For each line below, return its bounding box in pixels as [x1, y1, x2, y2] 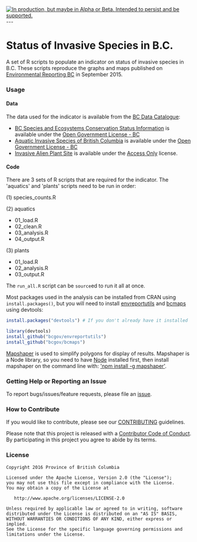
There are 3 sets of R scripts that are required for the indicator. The [6, 176, 169, 183]
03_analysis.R [14, 229, 49, 236]
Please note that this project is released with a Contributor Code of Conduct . [6, 430, 192, 437]
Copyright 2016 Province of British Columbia [6, 464, 119, 470]
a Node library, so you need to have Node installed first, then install [6, 356, 169, 363]
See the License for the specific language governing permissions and [6, 526, 183, 532]
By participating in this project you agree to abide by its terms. [6, 436, 157, 444]
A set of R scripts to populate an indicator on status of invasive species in [6, 58, 184, 65]
